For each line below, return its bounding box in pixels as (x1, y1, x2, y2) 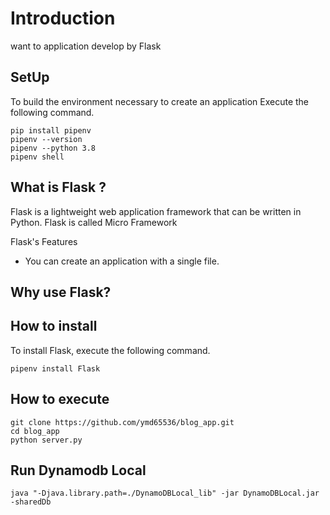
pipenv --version (10, 134, 83, 144)
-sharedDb (10, 497, 52, 507)
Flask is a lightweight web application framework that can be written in (10, 205, 302, 217)
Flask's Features (10, 235, 78, 247)
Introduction (10, 7, 116, 30)
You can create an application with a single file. (24, 255, 220, 267)
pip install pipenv (10, 125, 92, 136)
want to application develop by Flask (10, 40, 162, 52)
